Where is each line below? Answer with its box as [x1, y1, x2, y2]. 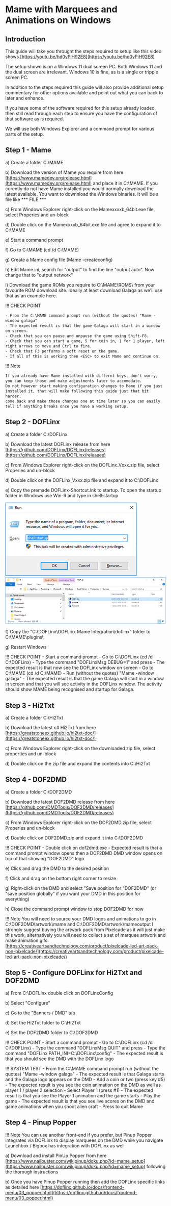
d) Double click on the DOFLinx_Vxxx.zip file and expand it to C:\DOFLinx [5, 477, 159, 483]
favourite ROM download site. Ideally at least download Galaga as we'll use [5, 287, 163, 293]
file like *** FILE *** [5, 196, 47, 202]
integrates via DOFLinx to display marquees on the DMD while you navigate [5, 1137, 163, 1143]
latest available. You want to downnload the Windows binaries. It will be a [5, 191, 159, 197]
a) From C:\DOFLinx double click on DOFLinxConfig [5, 990, 113, 996]
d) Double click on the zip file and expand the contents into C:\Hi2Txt [5, 761, 150, 767]
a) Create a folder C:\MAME [5, 159, 64, 165]
